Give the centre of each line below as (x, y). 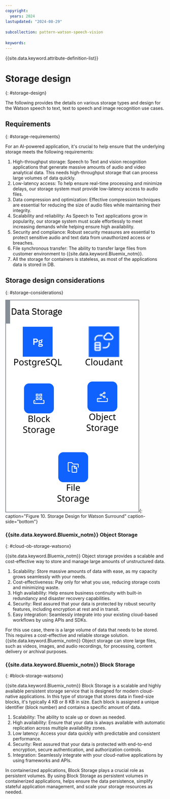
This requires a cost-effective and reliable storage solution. (67, 635)
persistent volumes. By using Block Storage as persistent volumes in (77, 776)
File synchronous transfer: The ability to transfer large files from (79, 248)
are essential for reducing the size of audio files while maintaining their (87, 205)
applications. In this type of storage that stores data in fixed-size (87, 697)
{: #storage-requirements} (33, 136)
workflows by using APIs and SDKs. (50, 620)
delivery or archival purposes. (37, 651)
